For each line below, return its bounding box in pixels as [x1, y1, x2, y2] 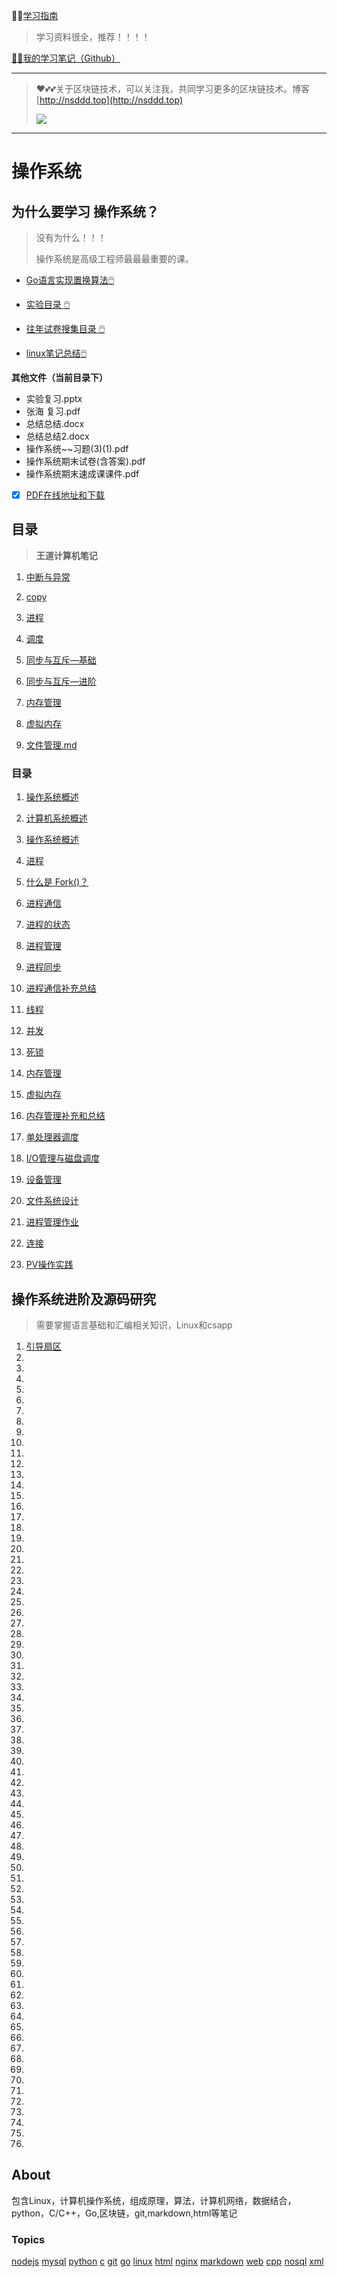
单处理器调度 [25, 1131, 79, 1143]
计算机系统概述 [25, 812, 88, 824]
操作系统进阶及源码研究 [11, 1290, 156, 1308]
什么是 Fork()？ [25, 876, 89, 888]
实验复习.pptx [25, 393, 83, 404]
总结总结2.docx [25, 430, 90, 442]
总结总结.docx [25, 418, 85, 429]
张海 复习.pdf [25, 405, 81, 417]
